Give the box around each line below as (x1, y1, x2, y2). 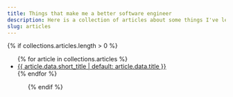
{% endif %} (27, 83, 64, 91)
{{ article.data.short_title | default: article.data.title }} (17, 63, 166, 71)
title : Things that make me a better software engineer (7, 10, 172, 17)
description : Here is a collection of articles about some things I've (7, 17, 218, 23)
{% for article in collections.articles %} (17, 55, 128, 63)
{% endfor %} (17, 69, 58, 78)
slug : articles (7, 23, 51, 30)
